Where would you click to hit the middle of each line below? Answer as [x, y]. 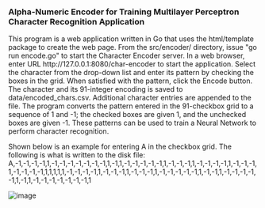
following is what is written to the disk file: [77, 155]
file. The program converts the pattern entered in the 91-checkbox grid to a [131, 106]
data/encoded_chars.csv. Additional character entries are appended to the [130, 98]
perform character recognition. [59, 131]
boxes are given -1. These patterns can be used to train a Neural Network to [132, 123]
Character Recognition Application [77, 21]
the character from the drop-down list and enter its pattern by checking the [131, 73]
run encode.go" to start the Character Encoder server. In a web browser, [127, 56]
